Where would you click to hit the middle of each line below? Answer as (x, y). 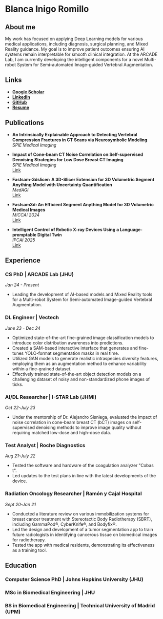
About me (20, 27)
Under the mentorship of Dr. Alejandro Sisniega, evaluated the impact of (84, 417)
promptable (24, 235)
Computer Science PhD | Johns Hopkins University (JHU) (74, 579)
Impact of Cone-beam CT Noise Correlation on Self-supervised (77, 154)
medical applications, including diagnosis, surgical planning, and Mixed (77, 44)
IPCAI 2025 (23, 240)
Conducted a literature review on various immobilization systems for (81, 513)
